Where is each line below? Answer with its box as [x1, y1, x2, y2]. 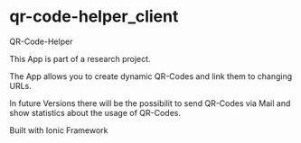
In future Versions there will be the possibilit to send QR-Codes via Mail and [9, 97, 291, 109]
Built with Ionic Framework [9, 124, 108, 136]
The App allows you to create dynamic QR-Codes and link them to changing [9, 70, 293, 82]
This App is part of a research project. [9, 53, 151, 64]
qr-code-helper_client [9, 6, 179, 27]
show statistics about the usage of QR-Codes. [9, 107, 182, 118]
